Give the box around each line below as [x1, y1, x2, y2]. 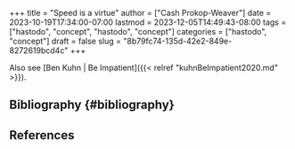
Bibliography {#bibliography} [9, 98, 176, 113]
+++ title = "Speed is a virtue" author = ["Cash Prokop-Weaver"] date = [9, 8, 272, 18]
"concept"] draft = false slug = [9, 35, 122, 46]
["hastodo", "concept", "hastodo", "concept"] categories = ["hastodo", [9, 27, 267, 36]
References [9, 128, 75, 143]
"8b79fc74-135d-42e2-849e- [123, 35, 233, 46]
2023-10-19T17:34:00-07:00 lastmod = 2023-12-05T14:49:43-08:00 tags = [9, 17, 287, 27]
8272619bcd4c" [9, 45, 69, 56]
